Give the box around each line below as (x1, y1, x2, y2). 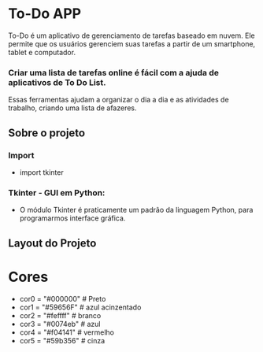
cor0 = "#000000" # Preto (19, 294, 106, 303)
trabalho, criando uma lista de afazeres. (8, 103, 137, 113)
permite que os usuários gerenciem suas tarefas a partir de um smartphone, (8, 39, 256, 48)
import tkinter (19, 167, 65, 177)
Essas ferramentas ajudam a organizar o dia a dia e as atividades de (8, 95, 230, 105)
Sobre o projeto (8, 126, 85, 139)
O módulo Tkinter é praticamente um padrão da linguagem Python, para (19, 206, 254, 215)
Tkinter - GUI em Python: (8, 187, 106, 198)
